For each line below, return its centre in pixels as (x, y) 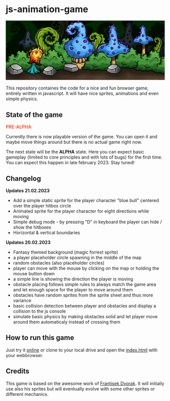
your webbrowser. (24, 355)
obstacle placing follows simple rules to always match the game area (84, 284)
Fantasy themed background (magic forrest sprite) (65, 252)
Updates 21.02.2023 (28, 190)
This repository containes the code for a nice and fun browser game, (77, 88)
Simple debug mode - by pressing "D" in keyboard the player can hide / (87, 222)
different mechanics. (27, 394)
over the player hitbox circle (42, 206)
